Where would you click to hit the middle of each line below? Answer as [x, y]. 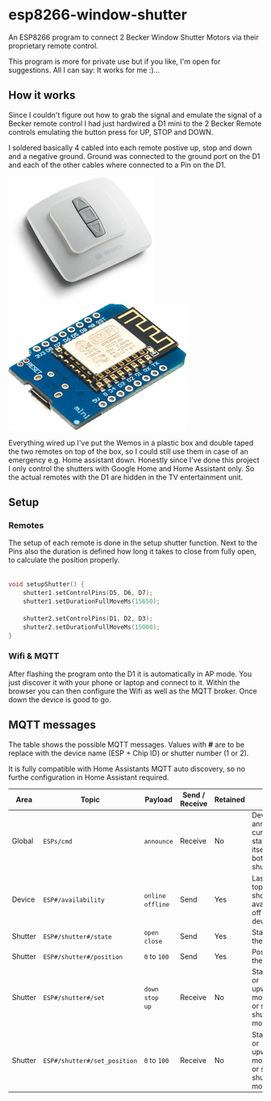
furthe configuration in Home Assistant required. [89, 777]
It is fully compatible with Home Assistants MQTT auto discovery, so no [127, 768]
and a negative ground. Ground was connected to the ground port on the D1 [134, 156]
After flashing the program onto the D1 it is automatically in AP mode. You [130, 674]
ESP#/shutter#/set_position [90, 1061]
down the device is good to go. [60, 699]
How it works [42, 96]
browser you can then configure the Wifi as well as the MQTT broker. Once [133, 691]
